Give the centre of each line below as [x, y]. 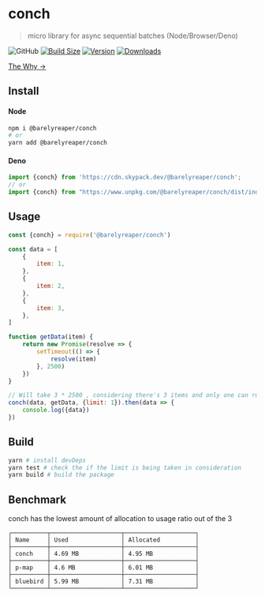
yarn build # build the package [61, 475]
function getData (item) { [50, 337]
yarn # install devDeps [47, 460]
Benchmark [37, 499]
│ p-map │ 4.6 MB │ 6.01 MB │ [104, 568]
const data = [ [33, 249]
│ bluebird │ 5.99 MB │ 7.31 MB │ [104, 582]
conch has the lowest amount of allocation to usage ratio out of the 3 [120, 519]
